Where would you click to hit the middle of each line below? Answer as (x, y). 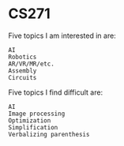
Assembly (23, 71)
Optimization (30, 120)
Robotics (23, 57)
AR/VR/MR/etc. (32, 64)
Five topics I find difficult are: (56, 92)
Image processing (37, 114)
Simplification (33, 127)
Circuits (23, 77)
